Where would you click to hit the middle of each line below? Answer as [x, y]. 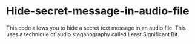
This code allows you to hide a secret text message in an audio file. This [96, 28]
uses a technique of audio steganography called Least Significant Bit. [93, 34]
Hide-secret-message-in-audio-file [98, 11]
